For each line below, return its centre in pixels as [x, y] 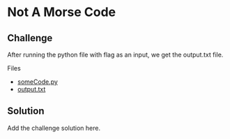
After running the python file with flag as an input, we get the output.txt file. [115, 54]
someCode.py [37, 82]
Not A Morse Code [62, 12]
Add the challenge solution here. [54, 128]
